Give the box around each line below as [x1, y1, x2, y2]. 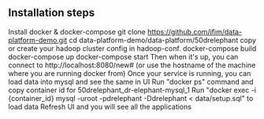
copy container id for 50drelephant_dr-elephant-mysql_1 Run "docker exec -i [8, 85, 256, 95]
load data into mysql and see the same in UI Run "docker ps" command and [8, 77, 254, 86]
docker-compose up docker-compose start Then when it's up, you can [8, 52, 239, 61]
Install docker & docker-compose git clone [8, 27, 146, 36]
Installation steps [8, 6, 95, 20]
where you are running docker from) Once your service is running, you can [8, 68, 251, 78]
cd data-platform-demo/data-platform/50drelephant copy [69, 35, 257, 45]
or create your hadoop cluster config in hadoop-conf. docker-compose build [8, 43, 257, 53]
